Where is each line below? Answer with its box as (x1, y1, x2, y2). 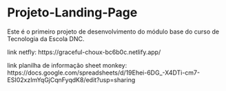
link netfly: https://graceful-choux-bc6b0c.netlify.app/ (7, 48, 161, 56)
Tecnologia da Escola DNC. (7, 34, 85, 42)
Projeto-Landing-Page (7, 5, 138, 21)
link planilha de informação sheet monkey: (7, 61, 127, 69)
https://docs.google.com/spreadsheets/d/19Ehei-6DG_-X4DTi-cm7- (7, 68, 201, 77)
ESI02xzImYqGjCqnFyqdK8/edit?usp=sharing (7, 75, 136, 83)
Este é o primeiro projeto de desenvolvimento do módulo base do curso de (7, 27, 219, 36)
